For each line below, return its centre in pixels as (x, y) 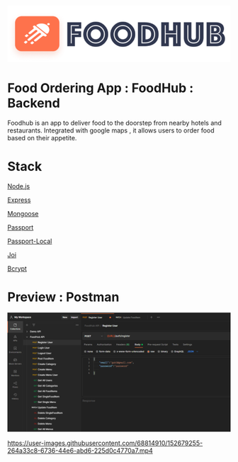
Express (19, 200)
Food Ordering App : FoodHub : (101, 88)
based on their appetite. (42, 137)
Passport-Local (30, 241)
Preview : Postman (63, 297)
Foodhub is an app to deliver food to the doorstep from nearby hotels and (114, 123)
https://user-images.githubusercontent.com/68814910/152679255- (105, 443)
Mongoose (23, 213)
